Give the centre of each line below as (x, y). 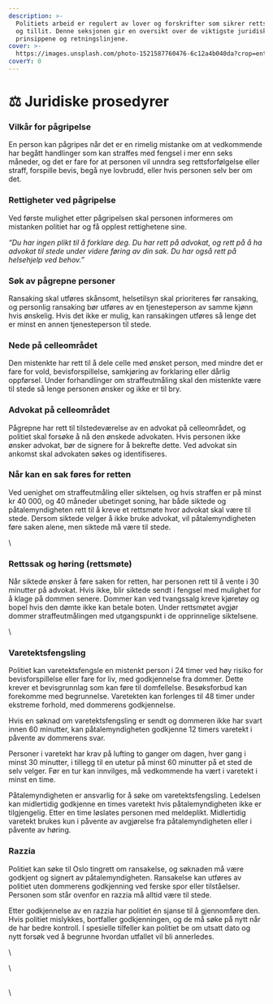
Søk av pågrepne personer (62, 280)
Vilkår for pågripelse (50, 127)
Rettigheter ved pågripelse (62, 200)
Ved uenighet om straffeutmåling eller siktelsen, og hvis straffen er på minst (135, 492)
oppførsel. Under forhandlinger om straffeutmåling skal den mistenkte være (135, 380)
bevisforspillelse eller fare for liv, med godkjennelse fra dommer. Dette (126, 679)
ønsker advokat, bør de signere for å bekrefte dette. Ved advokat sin (123, 445)
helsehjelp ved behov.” (47, 259)
